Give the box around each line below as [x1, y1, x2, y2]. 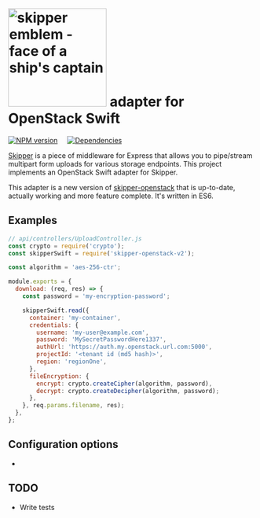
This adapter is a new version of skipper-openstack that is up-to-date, [8, 182, 236, 192]
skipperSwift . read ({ [22, 307, 90, 314]
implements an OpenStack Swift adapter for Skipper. [8, 167, 178, 177]
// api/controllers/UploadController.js [8, 234, 143, 243]
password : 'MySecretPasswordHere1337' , [36, 336, 167, 343]
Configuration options [8, 438, 119, 451]
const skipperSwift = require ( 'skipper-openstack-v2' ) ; [8, 249, 195, 257]
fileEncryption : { [28, 372, 90, 380]
